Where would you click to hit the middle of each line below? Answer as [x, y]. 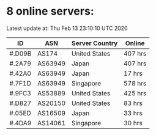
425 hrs [135, 93]
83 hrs [133, 103]
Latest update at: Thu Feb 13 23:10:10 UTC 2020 [67, 28]
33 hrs [133, 113]
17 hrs [133, 73]
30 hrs [133, 123]
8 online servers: [50, 11]
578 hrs [135, 83]
